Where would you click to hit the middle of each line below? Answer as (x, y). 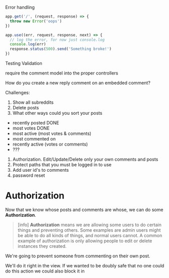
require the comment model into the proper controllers (62, 73)
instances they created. (42, 246)
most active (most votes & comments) (52, 133)
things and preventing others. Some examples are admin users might (89, 230)
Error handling (20, 7)
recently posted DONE (36, 123)
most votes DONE (31, 128)
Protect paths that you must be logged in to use (62, 165)
